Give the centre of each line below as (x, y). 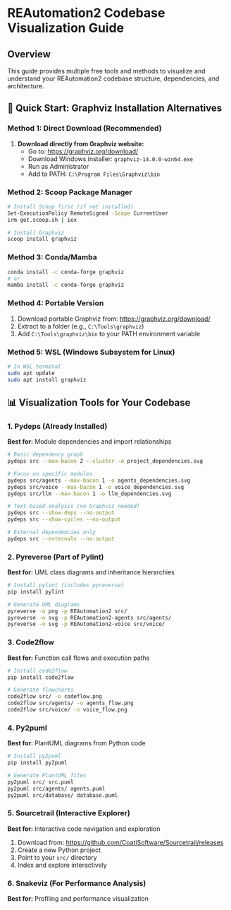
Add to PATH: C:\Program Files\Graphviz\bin (94, 174)
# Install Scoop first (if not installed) (70, 206)
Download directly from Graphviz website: (81, 143)
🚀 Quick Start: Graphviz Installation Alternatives (115, 108)
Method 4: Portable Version (56, 303)
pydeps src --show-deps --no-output (61, 513)
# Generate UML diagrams (44, 604)
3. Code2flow (31, 642)
